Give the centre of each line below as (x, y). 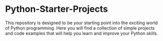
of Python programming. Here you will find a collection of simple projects (80, 28)
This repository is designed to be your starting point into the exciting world (81, 23)
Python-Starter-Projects (57, 9)
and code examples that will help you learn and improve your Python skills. (81, 33)
